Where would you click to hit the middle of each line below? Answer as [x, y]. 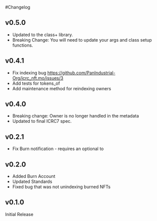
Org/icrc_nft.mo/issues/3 [38, 78]
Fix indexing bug [29, 73]
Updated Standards [32, 182]
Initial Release [19, 214]
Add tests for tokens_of [36, 83]
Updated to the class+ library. [43, 35]
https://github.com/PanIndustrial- [81, 73]
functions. [23, 45]
